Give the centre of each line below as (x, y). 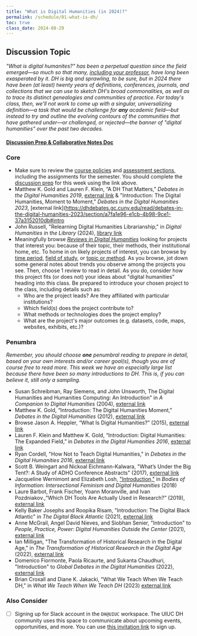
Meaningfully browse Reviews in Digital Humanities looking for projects (101, 239)
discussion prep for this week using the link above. (76, 183)
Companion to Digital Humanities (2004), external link (80, 404)
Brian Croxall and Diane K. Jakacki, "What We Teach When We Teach (99, 579)
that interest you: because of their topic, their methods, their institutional (102, 245)
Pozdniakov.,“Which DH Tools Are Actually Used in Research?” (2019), (100, 498)
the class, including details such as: (58, 289)
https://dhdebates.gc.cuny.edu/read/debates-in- (124, 207)
